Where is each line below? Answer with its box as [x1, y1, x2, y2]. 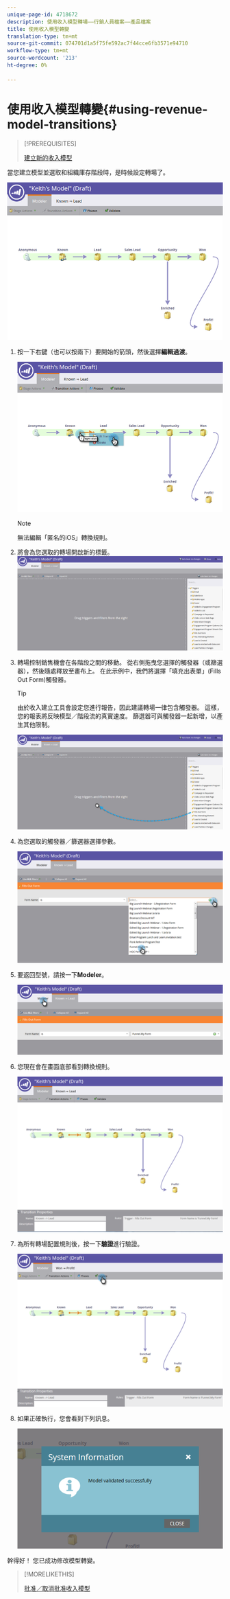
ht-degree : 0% [7, 62, 48, 69]
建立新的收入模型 [23, 153, 73, 161]
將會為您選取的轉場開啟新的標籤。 [16, 548, 114, 556]
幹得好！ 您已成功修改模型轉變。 [7, 1556, 99, 1565]
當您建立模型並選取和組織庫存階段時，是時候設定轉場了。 [7, 168, 169, 176]
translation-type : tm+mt [7, 33, 78, 40]
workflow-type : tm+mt [7, 47, 69, 54]
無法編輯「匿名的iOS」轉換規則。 [16, 533, 112, 542]
